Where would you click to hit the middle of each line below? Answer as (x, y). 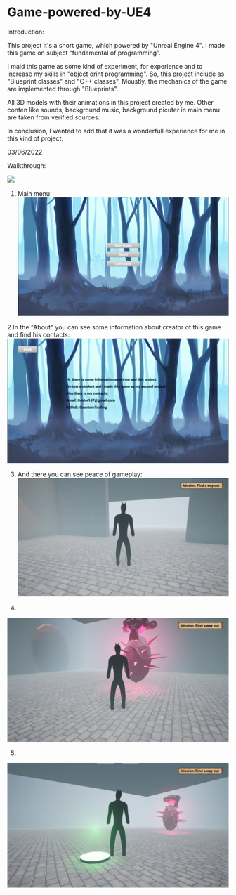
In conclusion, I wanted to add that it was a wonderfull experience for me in (116, 131)
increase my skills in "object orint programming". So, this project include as (116, 74)
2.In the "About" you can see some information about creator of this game (114, 327)
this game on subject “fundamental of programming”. (84, 53)
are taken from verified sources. (54, 117)
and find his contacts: (39, 335)
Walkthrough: (27, 165)
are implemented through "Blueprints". (63, 89)
